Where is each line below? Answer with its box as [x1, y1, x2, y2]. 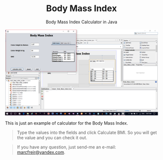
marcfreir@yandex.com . [16, 149, 65, 155]
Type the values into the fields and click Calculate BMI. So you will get [16, 129, 157, 135]
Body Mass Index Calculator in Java [46, 19, 117, 25]
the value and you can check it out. [16, 134, 87, 141]
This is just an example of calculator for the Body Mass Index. [5, 120, 129, 126]
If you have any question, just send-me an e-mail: [16, 144, 116, 150]
